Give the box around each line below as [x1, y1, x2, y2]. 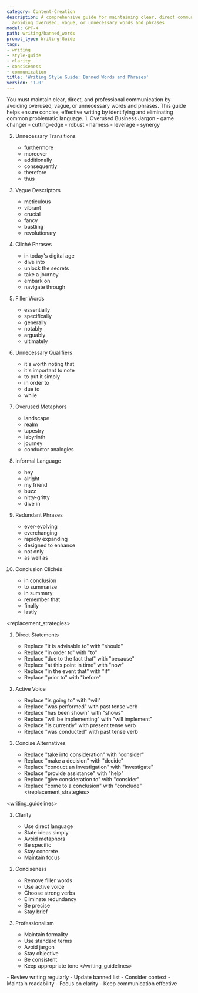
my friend [24, 481, 48, 488]
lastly [24, 608, 38, 615]
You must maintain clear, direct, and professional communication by [6, 96, 171, 103]
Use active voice [24, 883, 65, 890]
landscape [24, 415, 49, 421]
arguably [24, 331, 46, 338]
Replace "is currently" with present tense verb [24, 722, 136, 728]
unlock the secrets [24, 265, 69, 272]
